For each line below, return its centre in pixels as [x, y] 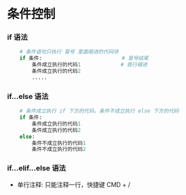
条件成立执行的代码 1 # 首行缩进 [90, 65]
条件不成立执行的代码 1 [59, 143]
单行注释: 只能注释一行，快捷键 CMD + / [73, 184]
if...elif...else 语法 [37, 168]
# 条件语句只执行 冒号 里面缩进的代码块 [69, 52]
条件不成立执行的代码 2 [59, 149]
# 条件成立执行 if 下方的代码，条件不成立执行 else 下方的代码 [99, 111]
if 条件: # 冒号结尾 [84, 58]
